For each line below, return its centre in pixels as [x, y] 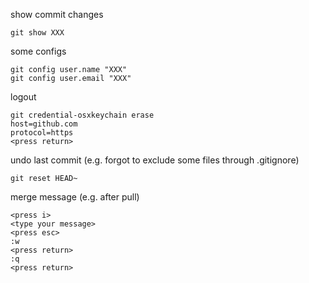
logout [23, 97]
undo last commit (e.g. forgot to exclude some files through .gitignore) [155, 160]
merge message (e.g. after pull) [75, 197]
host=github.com [44, 124]
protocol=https [42, 133]
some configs [38, 51]
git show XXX [37, 33]
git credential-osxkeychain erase [82, 115]
